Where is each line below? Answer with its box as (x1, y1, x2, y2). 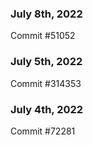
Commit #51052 (10, 30, 76, 42)
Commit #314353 (10, 77, 82, 89)
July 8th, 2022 (10, 7, 83, 21)
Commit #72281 (10, 125, 76, 137)
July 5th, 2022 (10, 55, 83, 69)
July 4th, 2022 (10, 102, 84, 116)
